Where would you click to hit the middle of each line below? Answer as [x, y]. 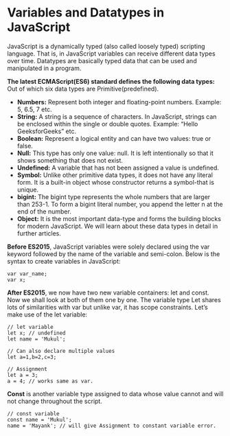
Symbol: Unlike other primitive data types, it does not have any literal [115, 175]
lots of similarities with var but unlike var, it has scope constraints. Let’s [107, 307]
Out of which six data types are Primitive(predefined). [83, 89]
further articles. [39, 233]
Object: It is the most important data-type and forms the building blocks [119, 218]
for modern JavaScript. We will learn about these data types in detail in [117, 226]
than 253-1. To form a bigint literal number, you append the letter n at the [120, 204]
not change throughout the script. [55, 401]
